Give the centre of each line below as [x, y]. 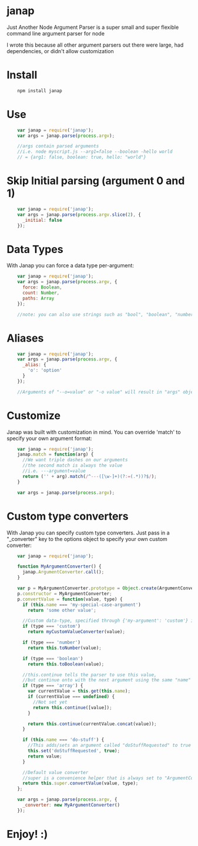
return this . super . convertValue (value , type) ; [80, 783]
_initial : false [42, 220]
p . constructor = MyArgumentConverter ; [65, 593]
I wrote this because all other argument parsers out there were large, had [95, 45]
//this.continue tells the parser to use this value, [90, 675]
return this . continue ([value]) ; [72, 707]
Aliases [25, 338]
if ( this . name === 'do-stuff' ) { [63, 740]
